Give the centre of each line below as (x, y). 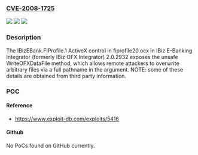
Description (24, 38)
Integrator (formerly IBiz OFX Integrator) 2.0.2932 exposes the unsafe (92, 57)
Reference (19, 106)
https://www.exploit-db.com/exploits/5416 (67, 119)
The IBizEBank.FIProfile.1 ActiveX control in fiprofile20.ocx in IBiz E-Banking (99, 50)
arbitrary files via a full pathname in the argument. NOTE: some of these (95, 69)
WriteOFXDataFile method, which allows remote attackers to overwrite (93, 63)
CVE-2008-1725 (31, 8)
